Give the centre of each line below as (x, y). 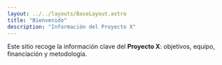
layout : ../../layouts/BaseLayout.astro (67, 14)
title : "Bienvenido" (37, 20)
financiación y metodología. (47, 54)
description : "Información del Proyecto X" (72, 27)
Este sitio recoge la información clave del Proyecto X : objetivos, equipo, (111, 47)
